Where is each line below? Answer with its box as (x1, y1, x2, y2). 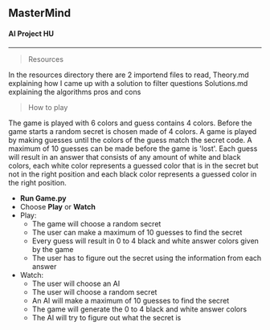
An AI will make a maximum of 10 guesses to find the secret (31, 295, 230, 305)
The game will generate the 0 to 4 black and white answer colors (31, 304, 247, 314)
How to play (27, 102, 68, 112)
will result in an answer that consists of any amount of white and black (8, 152, 241, 161)
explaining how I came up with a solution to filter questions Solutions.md (8, 78, 248, 88)
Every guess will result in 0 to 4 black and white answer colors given (31, 236, 260, 246)
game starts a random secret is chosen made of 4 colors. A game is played (8, 126, 257, 136)
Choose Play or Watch (19, 202, 96, 211)
